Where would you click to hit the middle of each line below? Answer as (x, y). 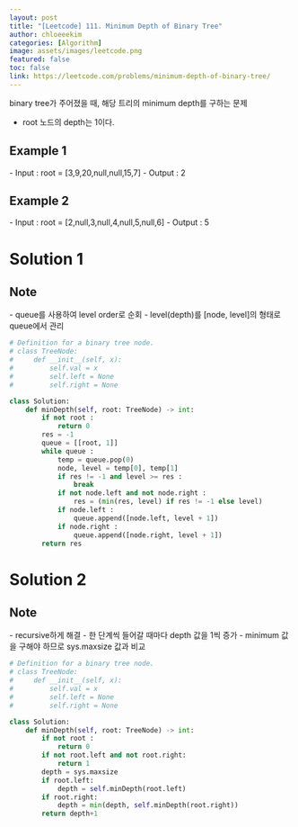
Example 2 (39, 200)
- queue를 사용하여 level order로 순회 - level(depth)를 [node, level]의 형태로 (145, 315)
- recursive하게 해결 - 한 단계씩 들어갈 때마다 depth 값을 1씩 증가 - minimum (145, 635)
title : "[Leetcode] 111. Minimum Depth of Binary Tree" (116, 26)
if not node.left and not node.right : (131, 493)
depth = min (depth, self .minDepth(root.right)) (148, 805)
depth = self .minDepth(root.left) (122, 788)
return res (62, 544)
